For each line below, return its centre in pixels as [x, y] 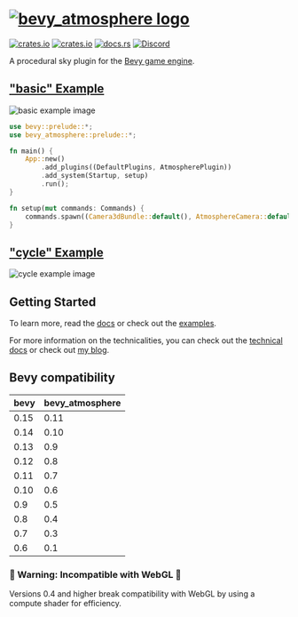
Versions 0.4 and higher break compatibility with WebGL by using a [132, 594]
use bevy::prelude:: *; [51, 126]
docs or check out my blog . [59, 350]
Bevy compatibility [62, 378]
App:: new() [45, 159]
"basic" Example [57, 89]
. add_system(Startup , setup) [95, 176]
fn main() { [31, 151]
